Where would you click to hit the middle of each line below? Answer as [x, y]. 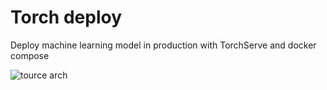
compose [30, 55]
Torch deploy [66, 17]
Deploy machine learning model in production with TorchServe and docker [163, 45]
